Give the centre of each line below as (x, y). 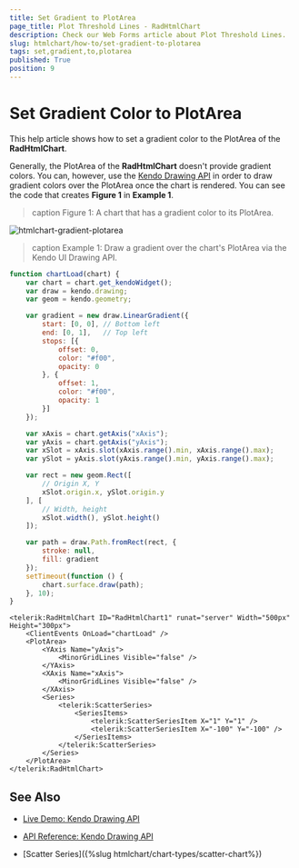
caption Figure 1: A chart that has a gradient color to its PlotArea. (153, 212)
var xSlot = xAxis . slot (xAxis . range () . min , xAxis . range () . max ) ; (150, 451)
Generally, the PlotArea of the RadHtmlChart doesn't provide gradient (140, 165)
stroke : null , (69, 551)
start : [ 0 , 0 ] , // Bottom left (101, 324)
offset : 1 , (79, 384)
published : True (40, 60)
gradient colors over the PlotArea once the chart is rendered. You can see (148, 185)
